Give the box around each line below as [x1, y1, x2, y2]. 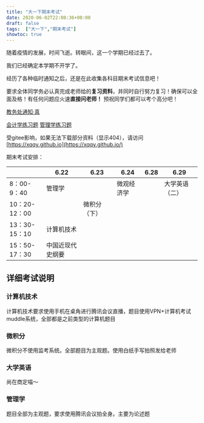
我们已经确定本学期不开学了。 [6, 62, 81, 69]
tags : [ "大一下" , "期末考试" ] [6, 26, 76, 32]
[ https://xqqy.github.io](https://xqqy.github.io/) [6, 141, 123, 148]
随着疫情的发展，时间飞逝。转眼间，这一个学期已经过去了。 [6, 49, 155, 57]
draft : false [6, 20, 39, 26]
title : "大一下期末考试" [6, 9, 63, 15]
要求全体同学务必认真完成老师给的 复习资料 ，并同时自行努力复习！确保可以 [6, 88, 192, 95]
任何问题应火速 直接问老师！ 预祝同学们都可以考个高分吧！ [32, 95, 178, 103]
